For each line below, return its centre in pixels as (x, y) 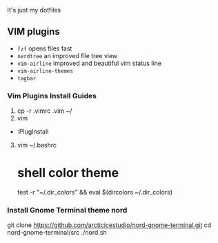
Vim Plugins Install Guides (52, 96)
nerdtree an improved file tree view (67, 55)
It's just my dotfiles (34, 10)
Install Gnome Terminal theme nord (67, 210)
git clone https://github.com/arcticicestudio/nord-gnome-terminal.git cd (109, 225)
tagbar (27, 78)
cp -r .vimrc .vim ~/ (44, 111)
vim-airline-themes (45, 71)
